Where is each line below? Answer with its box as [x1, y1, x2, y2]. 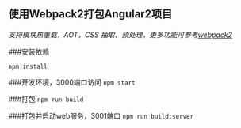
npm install [8, 62, 48, 70]
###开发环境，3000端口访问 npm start [8, 77, 136, 87]
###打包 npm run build [8, 94, 84, 104]
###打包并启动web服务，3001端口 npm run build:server [8, 111, 194, 120]
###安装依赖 [8, 47, 50, 56]
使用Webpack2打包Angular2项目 [8, 7, 173, 21]
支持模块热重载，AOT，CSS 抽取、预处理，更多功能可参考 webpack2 [8, 30, 232, 40]
